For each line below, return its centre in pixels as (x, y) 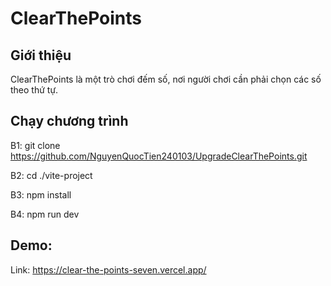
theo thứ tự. (34, 90)
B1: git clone (35, 145)
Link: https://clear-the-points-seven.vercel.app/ (108, 269)
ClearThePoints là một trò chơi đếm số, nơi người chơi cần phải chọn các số (166, 79)
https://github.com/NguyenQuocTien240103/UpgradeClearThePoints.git (159, 156)
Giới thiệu (41, 55)
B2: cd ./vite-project (51, 175)
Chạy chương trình (69, 121)
